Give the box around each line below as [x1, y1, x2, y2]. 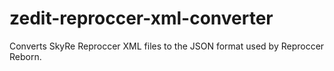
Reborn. [9, 50, 42, 62]
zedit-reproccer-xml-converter [9, 7, 274, 30]
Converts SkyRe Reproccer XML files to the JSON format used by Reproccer [9, 40, 325, 52]
